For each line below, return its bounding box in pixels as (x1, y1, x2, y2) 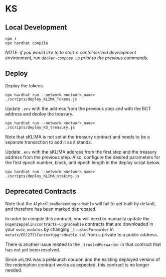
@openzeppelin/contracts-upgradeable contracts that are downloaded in (5, 221, 154, 227)
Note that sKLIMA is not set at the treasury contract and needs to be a (5, 133, 150, 140)
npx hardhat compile (5, 41, 49, 46)
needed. (5, 267, 23, 273)
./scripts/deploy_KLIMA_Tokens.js (5, 96, 78, 102)
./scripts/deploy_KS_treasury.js (5, 125, 75, 130)
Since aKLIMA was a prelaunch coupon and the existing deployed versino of (5, 256, 160, 262)
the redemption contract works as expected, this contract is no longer (5, 261, 149, 267)
